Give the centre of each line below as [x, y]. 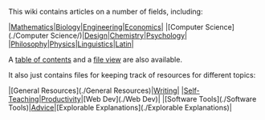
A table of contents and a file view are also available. [96, 60]
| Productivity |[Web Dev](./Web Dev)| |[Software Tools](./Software [148, 99]
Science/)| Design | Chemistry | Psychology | [119, 36]
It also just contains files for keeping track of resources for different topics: [132, 75]
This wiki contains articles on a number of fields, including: [106, 12]
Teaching [24, 99]
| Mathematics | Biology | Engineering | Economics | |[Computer [106, 27]
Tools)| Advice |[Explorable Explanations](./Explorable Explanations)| [120, 108]
